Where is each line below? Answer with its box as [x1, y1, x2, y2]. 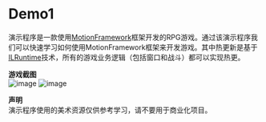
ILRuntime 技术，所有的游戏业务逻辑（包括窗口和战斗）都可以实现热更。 [8, 52, 245, 62]
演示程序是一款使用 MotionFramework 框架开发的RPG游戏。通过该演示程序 [8, 32, 252, 42]
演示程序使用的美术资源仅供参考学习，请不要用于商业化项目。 [8, 105, 212, 115]
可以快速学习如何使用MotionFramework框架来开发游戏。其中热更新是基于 [14, 42, 258, 52]
